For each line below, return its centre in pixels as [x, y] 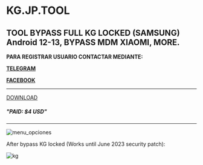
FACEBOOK [21, 80]
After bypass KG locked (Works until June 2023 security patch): [86, 144]
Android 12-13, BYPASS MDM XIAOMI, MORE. [93, 42]
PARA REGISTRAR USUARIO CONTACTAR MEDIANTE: [75, 57]
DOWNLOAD [22, 98]
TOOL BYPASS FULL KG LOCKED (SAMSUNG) [93, 33]
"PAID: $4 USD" [27, 111]
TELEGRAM [21, 68]
